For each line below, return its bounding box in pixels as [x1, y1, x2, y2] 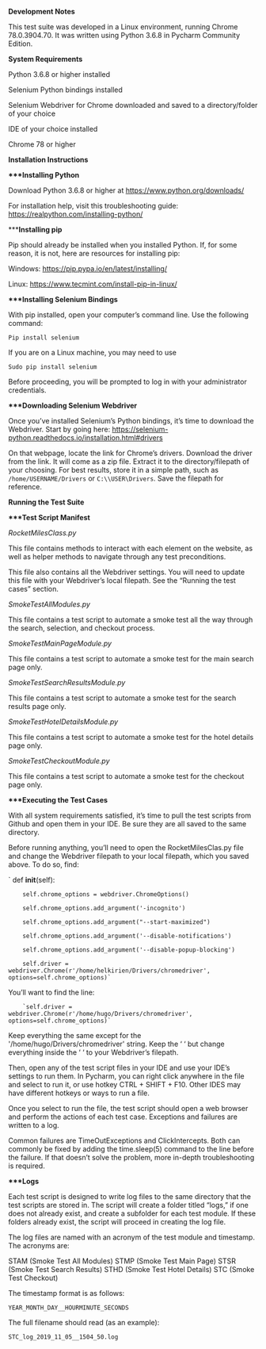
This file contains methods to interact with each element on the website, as [8, 543, 253, 553]
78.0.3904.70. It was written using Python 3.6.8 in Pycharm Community [8, 31, 241, 40]
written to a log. [8, 1121, 59, 1129]
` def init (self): [8, 876, 55, 884]
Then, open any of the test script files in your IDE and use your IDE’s [8, 1063, 230, 1072]
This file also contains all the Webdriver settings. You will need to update [8, 567, 245, 577]
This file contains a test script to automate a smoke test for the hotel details [8, 733, 254, 742]
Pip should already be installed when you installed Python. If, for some [8, 240, 237, 249]
